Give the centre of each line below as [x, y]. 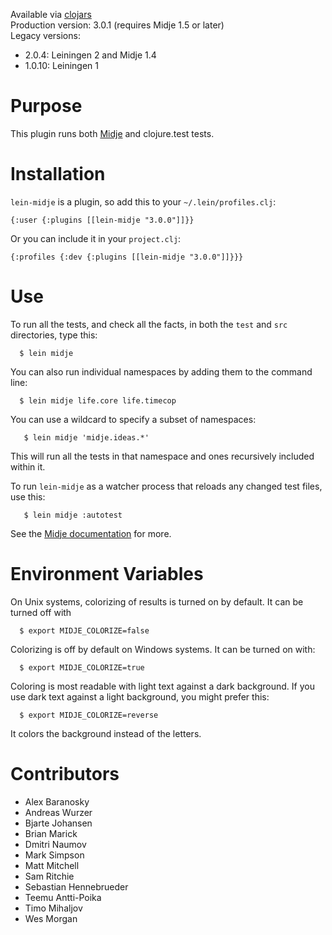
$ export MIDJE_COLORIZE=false [84, 630]
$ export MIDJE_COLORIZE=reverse [89, 715]
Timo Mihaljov [53, 908]
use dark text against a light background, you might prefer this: [140, 696]
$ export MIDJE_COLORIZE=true [82, 667]
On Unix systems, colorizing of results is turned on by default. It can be [157, 601]
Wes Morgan [51, 918]
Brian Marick [51, 833]
